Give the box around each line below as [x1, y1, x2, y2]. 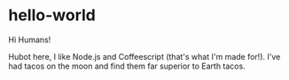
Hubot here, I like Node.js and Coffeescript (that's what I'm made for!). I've [8, 51, 281, 62]
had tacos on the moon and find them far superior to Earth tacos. [8, 61, 246, 71]
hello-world [8, 5, 97, 25]
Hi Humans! [8, 34, 51, 45]
